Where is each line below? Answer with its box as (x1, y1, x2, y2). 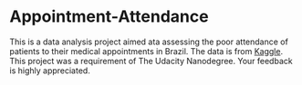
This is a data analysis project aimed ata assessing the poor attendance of (9, 36, 289, 47)
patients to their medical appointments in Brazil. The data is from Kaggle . (9, 45, 284, 56)
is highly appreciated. (9, 65, 91, 76)
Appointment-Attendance (9, 6, 209, 27)
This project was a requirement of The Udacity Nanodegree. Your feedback (9, 55, 294, 66)
